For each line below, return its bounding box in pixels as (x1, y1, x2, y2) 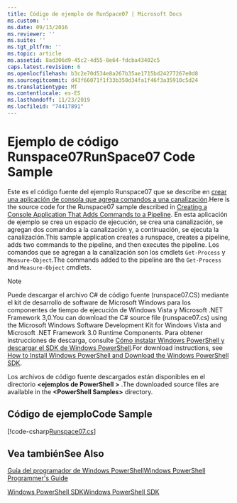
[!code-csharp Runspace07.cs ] (7, 427, 97, 435)
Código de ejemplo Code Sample (7, 408, 153, 420)
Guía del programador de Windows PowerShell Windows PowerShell (7, 467, 206, 475)
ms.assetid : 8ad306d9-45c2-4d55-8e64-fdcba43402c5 (7, 57, 160, 64)
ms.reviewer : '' (7, 30, 55, 38)
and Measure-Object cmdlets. (7, 263, 92, 271)
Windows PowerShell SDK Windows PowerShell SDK (7, 488, 160, 497)
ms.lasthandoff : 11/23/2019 (7, 97, 91, 104)
